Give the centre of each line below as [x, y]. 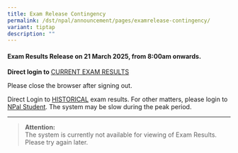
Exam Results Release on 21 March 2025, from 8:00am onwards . [104, 56]
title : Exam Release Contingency [57, 14]
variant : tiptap [31, 27]
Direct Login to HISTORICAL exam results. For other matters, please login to [118, 99]
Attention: [40, 127]
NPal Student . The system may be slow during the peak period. [100, 107]
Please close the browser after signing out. [70, 86]
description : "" [31, 34]
